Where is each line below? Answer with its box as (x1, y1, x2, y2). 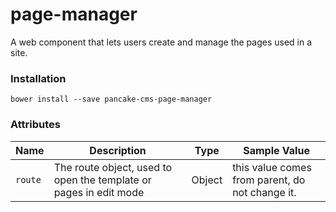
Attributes (10, 118, 61, 132)
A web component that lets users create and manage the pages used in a (10, 36, 313, 48)
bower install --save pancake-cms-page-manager (10, 94, 213, 105)
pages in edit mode (53, 185, 145, 199)
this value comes (232, 160, 312, 174)
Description (89, 143, 147, 157)
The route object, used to (53, 160, 173, 174)
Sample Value (243, 143, 310, 157)
